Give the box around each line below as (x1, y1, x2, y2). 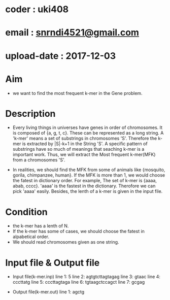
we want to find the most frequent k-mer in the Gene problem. (12, 90, 143, 96)
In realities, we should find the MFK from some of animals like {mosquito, (12, 166, 165, 173)
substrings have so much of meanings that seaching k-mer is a (12, 146, 145, 152)
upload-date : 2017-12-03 (5, 50, 116, 61)
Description (5, 108, 56, 119)
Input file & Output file (5, 257, 100, 269)
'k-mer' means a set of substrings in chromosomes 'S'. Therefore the (12, 136, 157, 142)
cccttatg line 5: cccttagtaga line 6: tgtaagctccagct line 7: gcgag (12, 279, 145, 285)
